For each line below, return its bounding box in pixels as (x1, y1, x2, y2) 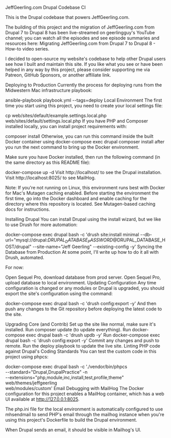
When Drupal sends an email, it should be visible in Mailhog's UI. (5, 426, 141, 433)
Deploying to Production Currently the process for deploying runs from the (5, 82, 162, 88)
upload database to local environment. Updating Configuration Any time (5, 279, 157, 285)
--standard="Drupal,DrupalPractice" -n (5, 369, 88, 375)
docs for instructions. (5, 206, 50, 212)
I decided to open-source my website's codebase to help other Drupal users (5, 56, 166, 62)
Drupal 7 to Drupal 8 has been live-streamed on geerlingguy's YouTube (5, 30, 155, 35)
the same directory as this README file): (5, 159, 90, 165)
